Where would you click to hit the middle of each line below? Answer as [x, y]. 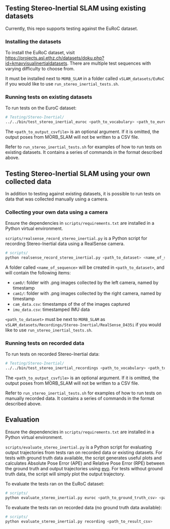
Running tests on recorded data [45, 343]
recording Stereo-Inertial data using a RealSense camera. [65, 244]
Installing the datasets [33, 42]
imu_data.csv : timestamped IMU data [51, 310]
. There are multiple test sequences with [109, 63]
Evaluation [22, 420]
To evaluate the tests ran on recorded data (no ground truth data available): [83, 507]
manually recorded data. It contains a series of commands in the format [80, 398]
